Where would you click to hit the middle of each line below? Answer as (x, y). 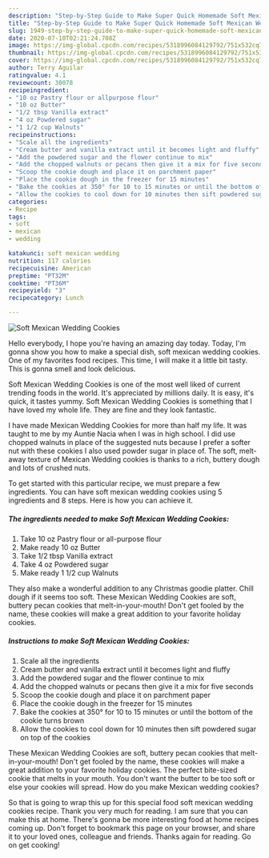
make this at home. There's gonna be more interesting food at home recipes (134, 819)
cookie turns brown (52, 720)
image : (19, 46)
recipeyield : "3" (37, 291)
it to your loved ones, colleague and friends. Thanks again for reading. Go (130, 836)
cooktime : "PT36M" (39, 283)
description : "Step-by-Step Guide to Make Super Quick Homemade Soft (127, 16)
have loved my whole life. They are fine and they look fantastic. (112, 410)
